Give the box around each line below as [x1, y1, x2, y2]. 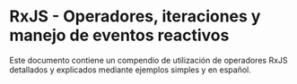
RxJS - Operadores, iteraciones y [9, 6, 261, 27]
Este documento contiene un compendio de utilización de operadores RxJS [9, 55, 289, 65]
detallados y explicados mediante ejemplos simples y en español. [9, 64, 251, 75]
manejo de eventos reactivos [9, 25, 230, 46]
